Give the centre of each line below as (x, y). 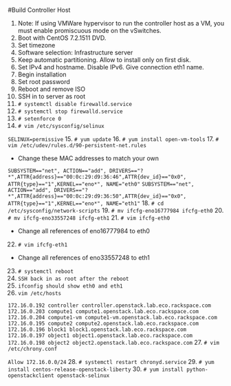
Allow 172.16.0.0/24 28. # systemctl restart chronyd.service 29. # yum (111, 362)
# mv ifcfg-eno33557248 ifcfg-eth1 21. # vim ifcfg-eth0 (89, 217)
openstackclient (31, 376)
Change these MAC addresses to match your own (88, 158)
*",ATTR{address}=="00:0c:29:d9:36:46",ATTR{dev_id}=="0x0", (97, 177)
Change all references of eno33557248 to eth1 (84, 258)
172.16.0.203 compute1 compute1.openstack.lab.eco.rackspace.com (103, 312)
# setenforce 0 (40, 119)
